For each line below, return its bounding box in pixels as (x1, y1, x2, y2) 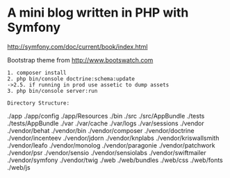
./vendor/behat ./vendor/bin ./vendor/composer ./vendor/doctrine (7, 126, 195, 134)
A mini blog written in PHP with (7, 5, 189, 21)
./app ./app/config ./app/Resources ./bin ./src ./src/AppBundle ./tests (7, 112, 205, 120)
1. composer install (7, 69, 67, 76)
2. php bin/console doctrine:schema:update (7, 75, 135, 82)
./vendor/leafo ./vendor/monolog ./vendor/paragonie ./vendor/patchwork (7, 141, 215, 150)
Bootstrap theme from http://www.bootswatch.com (7, 55, 154, 64)
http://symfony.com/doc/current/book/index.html (7, 42, 148, 51)
